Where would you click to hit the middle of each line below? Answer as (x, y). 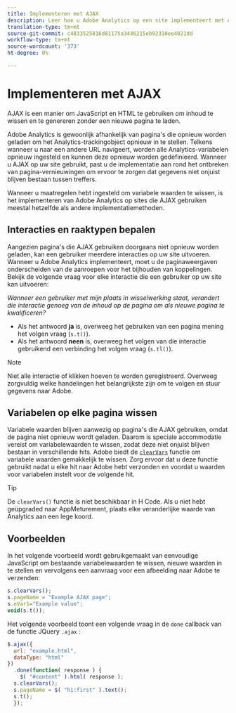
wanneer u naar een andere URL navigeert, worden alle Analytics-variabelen (118, 149)
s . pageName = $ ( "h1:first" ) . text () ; (71, 690)
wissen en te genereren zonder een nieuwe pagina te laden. (94, 121)
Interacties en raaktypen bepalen (81, 230)
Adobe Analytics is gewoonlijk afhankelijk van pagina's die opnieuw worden (117, 134)
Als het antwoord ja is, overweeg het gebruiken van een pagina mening (120, 326)
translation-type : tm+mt (44, 27)
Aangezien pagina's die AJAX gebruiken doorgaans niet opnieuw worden (113, 247)
